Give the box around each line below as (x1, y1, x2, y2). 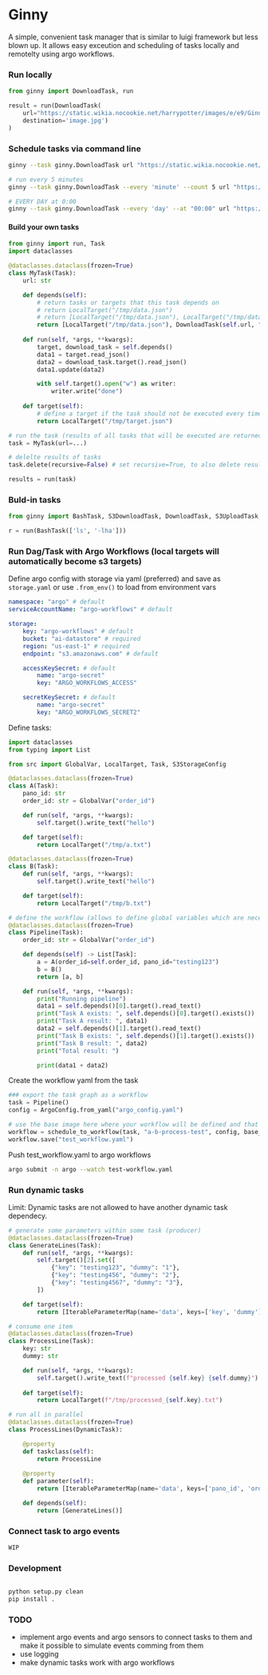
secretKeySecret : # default (22, 694, 116, 702)
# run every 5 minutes (8, 175, 84, 183)
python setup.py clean (8, 1588, 84, 1596)
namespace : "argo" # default (8, 598, 105, 606)
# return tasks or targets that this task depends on (37, 299, 219, 307)
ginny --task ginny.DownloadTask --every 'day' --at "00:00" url (8, 205, 230, 213)
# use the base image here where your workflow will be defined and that (8, 1120, 259, 1129)
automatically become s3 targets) (8, 556, 142, 567)
